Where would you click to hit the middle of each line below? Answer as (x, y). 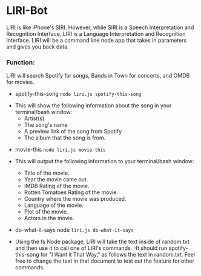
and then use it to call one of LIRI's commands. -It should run (91, 248)
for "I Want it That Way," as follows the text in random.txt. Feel (118, 255)
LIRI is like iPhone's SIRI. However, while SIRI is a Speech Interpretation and (100, 27)
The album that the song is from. (65, 138)
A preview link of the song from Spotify (73, 132)
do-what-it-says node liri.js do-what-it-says (74, 230)
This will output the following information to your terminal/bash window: (104, 161)
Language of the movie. (54, 205)
